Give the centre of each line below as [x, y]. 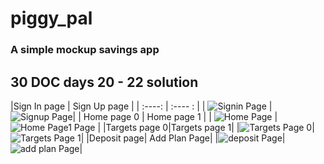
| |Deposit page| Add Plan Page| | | [183, 138]
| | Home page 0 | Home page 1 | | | [175, 116]
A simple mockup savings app [85, 50]
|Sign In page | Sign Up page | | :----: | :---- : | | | [141, 106]
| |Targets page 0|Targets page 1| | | [206, 127]
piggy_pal [51, 18]
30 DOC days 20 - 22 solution [104, 82]
